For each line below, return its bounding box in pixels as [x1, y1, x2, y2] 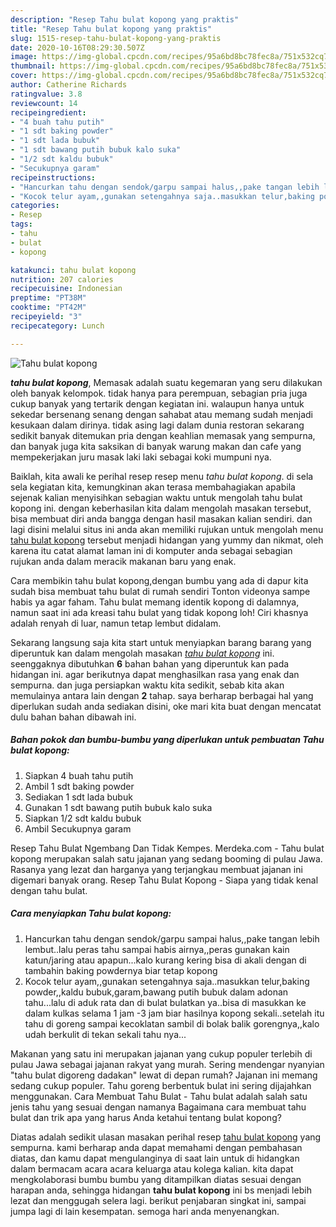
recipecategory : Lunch [10, 321, 105, 331]
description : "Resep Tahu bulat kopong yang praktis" [10, 14, 240, 25]
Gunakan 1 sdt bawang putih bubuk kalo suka [24, 801, 213, 813]
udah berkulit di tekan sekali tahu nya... [24, 1028, 187, 1040]
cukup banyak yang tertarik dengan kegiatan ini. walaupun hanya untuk [10, 397, 305, 410]
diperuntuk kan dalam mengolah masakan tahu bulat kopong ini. [10, 647, 275, 659]
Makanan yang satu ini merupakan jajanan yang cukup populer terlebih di [10, 1047, 313, 1060]
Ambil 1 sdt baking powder [24, 780, 135, 792]
